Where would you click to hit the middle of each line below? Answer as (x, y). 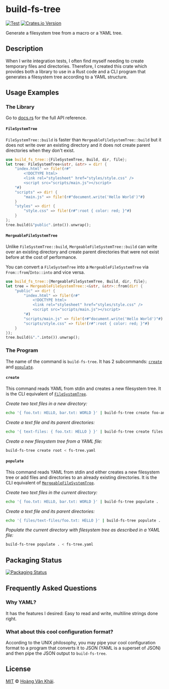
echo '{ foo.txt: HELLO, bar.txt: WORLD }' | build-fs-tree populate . (82, 502)
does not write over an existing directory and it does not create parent (78, 145)
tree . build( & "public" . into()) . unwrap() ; (49, 225)
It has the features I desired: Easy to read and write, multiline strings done (82, 613)
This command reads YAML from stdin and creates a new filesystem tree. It (83, 388)
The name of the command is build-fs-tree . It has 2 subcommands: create (84, 361)
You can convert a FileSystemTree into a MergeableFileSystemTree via (77, 267)
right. (11, 619)
